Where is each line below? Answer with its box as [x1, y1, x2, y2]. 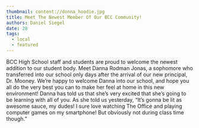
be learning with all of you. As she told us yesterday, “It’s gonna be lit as [6, 96, 182, 103]
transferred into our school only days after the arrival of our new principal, [6, 71, 188, 78]
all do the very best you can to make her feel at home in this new [6, 83, 165, 90]
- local [11, 36, 31, 42]
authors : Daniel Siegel [6, 20, 65, 26]
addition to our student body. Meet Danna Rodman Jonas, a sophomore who [6, 64, 193, 71]
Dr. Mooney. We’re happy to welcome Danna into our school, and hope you [6, 77, 189, 84]
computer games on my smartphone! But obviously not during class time [6, 108, 184, 116]
